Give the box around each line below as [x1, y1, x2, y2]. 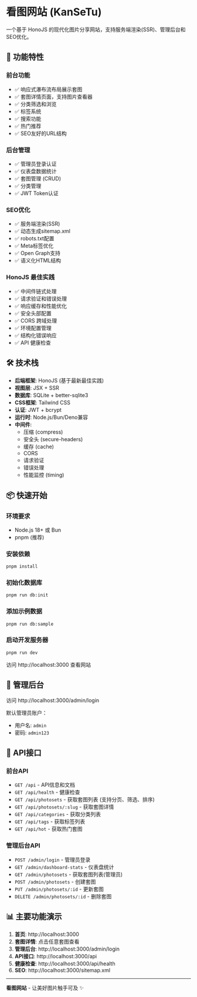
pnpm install [6, 563, 38, 570]
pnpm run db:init [6, 592, 49, 598]
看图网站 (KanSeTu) [6, 5, 102, 19]
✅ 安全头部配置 [14, 310, 52, 317]
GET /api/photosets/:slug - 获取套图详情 [14, 803, 114, 811]
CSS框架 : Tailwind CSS [14, 399, 70, 406]
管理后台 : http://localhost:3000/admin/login [14, 945, 120, 952]
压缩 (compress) [23, 428, 63, 435]
